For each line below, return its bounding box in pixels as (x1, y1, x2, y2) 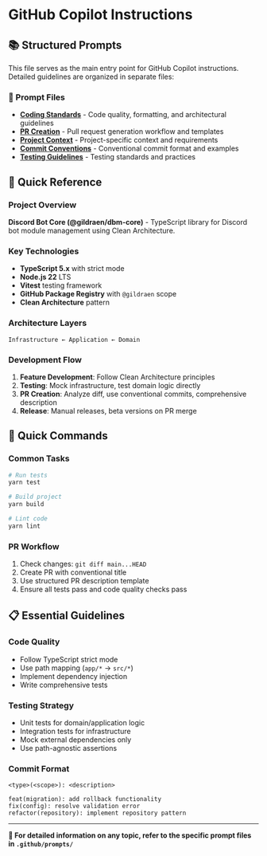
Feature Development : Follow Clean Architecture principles (19, 372, 215, 382)
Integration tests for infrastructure (19, 727, 131, 736)
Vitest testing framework (19, 281, 103, 290)
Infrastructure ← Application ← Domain (8, 336, 141, 344)
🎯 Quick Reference (8, 175, 103, 189)
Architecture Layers (8, 317, 87, 328)
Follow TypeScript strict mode (19, 654, 118, 664)
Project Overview (8, 199, 77, 210)
